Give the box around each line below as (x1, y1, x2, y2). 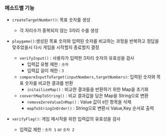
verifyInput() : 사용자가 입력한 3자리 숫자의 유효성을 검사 (19, 55, 134, 61)
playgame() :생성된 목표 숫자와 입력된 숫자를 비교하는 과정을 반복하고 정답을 (12, 38, 159, 44)
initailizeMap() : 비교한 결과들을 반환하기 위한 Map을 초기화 (27, 86, 149, 92)
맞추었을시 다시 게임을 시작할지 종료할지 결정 (12, 44, 100, 51)
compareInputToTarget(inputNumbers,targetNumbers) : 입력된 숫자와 (19, 74, 156, 80)
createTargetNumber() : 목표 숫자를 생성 (12, 17, 91, 23)
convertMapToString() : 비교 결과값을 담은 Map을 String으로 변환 (19, 93, 149, 99)
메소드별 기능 (5, 4, 35, 11)
